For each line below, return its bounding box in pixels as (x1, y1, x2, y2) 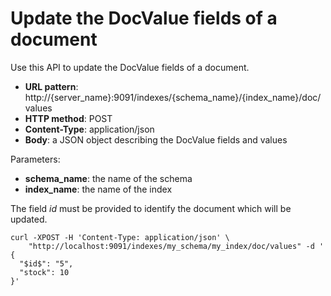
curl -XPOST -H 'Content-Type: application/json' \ (10, 232, 230, 242)
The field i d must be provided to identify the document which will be (10, 202, 292, 214)
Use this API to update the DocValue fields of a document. (10, 61, 250, 73)
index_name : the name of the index (24, 183, 173, 195)
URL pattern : (24, 80, 79, 92)
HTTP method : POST (24, 112, 113, 124)
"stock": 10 (19, 267, 70, 277)
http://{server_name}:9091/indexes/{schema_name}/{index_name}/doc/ (24, 91, 322, 103)
